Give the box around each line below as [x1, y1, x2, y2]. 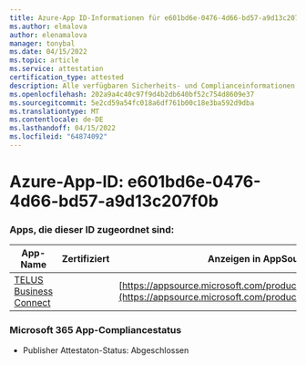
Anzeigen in [208, 253, 261, 266]
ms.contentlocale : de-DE [9, 115, 104, 124]
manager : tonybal [9, 38, 76, 48]
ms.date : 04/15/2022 [9, 47, 88, 57]
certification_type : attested [9, 73, 125, 82]
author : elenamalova [9, 30, 88, 39]
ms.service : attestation [9, 65, 104, 74]
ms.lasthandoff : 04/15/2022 [9, 124, 117, 133]
